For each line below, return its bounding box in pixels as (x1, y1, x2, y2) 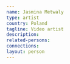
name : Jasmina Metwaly (6, 9, 64, 15)
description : (6, 32, 40, 38)
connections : (6, 43, 40, 49)
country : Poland (6, 20, 47, 26)
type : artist (6, 15, 40, 21)
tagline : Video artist (6, 26, 64, 32)
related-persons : (6, 37, 51, 43)
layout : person (6, 49, 45, 55)
